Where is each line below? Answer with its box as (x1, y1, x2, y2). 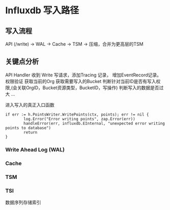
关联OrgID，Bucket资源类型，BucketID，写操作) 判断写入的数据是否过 (17, 85, 164, 91)
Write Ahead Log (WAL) (5, 146, 65, 153)
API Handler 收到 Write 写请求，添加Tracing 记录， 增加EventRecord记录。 (5, 72, 162, 78)
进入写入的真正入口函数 (5, 101, 54, 108)
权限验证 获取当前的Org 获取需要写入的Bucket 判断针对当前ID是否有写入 (5, 78, 156, 84)
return (23, 129, 38, 135)
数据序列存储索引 (5, 199, 41, 205)
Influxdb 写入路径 (5, 5, 79, 16)
